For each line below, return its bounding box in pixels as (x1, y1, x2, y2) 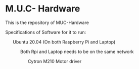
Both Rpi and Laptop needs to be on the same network (20, 48, 134, 54)
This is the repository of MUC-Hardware (5, 19, 89, 25)
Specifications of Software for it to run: (5, 29, 86, 35)
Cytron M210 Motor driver (27, 58, 82, 64)
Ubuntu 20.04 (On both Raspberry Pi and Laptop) (12, 38, 116, 45)
